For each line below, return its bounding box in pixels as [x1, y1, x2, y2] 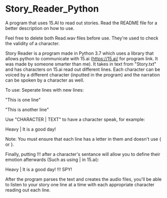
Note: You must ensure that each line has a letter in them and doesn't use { [5, 136, 161, 142]
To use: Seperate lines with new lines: [5, 87, 85, 93]
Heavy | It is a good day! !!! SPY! [5, 166, 72, 172]
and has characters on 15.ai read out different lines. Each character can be [5, 66, 160, 72]
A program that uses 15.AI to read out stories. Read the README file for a [5, 20, 158, 26]
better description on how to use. [5, 25, 75, 31]
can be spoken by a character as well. [5, 77, 85, 83]
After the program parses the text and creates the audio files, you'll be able [5, 176, 162, 182]
